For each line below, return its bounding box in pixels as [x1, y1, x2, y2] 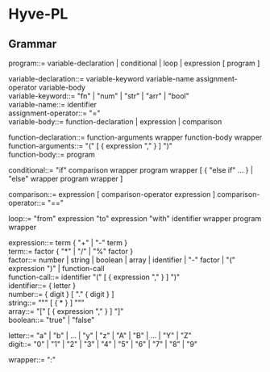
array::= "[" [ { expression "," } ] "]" [8, 307, 124, 316]
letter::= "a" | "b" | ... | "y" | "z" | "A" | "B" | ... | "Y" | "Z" [8, 331, 192, 340]
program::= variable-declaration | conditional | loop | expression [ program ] [8, 58, 260, 68]
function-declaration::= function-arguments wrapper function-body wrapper [8, 132, 263, 142]
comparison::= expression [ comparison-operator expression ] [8, 190, 216, 199]
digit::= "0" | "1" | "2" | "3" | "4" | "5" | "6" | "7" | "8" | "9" [8, 340, 198, 349]
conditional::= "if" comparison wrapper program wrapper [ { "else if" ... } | [8, 165, 254, 174]
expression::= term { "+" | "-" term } [8, 238, 128, 247]
